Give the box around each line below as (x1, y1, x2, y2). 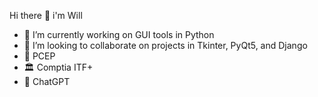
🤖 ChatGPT (23, 76, 71, 87)
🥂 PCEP (23, 50, 56, 62)
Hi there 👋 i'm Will (9, 10, 83, 21)
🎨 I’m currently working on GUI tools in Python (23, 29, 215, 40)
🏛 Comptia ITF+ (23, 61, 94, 73)
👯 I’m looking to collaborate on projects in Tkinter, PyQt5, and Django (23, 40, 308, 51)
